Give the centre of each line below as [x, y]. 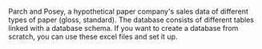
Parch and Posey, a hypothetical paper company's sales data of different [128, 11]
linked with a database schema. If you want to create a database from [123, 28]
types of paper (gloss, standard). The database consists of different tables [131, 20]
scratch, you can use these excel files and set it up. [93, 36]
